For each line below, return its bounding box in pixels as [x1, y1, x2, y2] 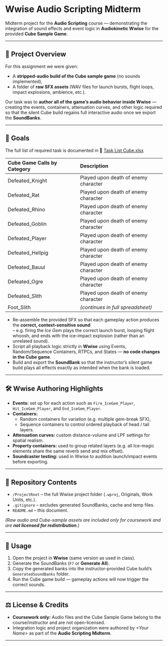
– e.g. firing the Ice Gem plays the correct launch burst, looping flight [12, 327, 154, 333]
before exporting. [12, 459, 48, 465]
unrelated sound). [12, 338, 49, 344]
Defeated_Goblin [7, 220, 47, 227]
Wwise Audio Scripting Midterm [5, 4, 141, 15]
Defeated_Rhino [7, 206, 45, 213]
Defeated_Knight [7, 177, 47, 184]
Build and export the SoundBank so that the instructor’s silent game [12, 359, 152, 365]
